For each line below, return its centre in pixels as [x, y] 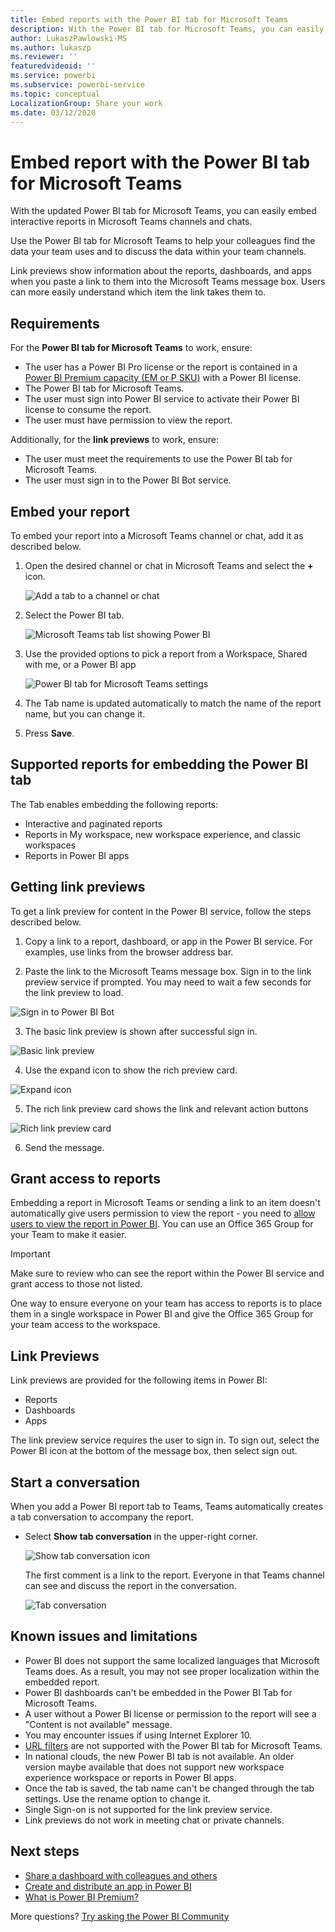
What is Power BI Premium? [81, 1897]
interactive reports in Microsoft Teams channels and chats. [131, 222]
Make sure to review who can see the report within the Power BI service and [167, 1273]
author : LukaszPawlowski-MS [69, 38]
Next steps [45, 1851]
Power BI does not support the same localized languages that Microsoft [172, 1660]
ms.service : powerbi [53, 76]
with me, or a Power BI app [80, 664]
